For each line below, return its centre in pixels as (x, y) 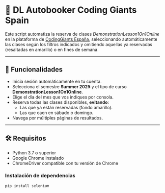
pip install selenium (27, 186)
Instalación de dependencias (40, 176)
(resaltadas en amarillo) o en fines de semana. (52, 49)
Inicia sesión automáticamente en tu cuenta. (57, 81)
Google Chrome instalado (38, 158)
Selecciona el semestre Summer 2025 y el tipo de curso (69, 86)
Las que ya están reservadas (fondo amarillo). (66, 107)
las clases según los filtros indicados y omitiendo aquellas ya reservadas (79, 44)
